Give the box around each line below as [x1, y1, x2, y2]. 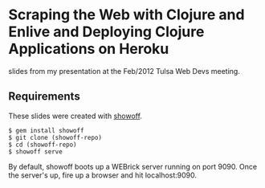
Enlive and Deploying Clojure [8, 22, 205, 41]
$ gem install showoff [8, 126, 84, 134]
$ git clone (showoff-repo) [8, 133, 103, 141]
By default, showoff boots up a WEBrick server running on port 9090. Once [8, 161, 258, 171]
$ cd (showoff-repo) [8, 141, 78, 149]
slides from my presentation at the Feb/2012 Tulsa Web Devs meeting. [8, 66, 241, 76]
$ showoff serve [8, 147, 63, 156]
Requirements [8, 90, 80, 104]
